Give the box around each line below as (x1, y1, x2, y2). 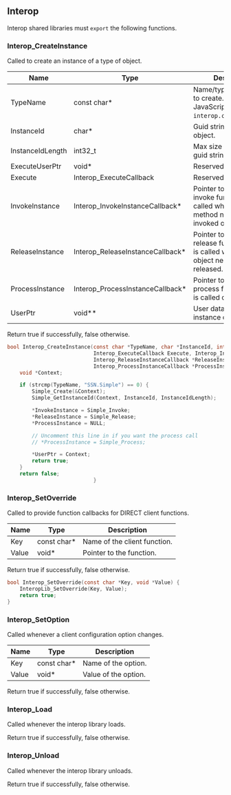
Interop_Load (7, 704, 53, 714)
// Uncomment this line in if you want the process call (32, 432, 198, 439)
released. (192, 264, 223, 274)
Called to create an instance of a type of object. (7, 57, 142, 65)
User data (192, 304, 225, 313)
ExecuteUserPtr (10, 161, 62, 171)
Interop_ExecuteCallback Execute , (93, 350, 192, 357)
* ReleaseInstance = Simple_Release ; (32, 413, 137, 420)
